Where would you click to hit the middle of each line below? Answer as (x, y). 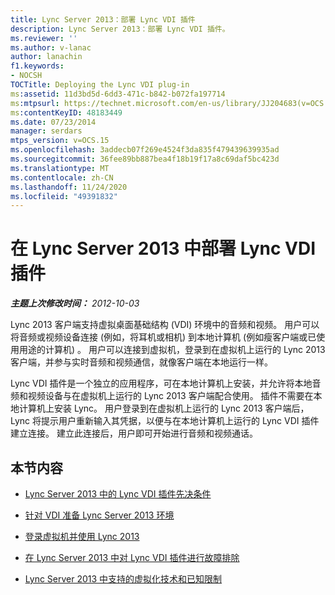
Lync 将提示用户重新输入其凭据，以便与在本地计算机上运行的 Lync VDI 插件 (165, 421)
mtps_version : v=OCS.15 (60, 141)
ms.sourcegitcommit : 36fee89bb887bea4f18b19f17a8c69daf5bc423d (145, 159)
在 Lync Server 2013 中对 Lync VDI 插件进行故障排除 (132, 557)
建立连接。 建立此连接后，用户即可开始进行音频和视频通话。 (134, 433)
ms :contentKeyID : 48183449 (66, 112)
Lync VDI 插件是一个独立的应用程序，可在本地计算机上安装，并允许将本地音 (166, 383)
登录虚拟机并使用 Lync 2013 (82, 536)
